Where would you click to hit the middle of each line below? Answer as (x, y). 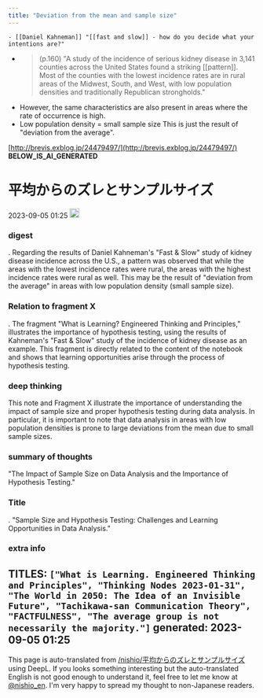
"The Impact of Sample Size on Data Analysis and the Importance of (119, 474)
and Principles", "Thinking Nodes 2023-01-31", (127, 585)
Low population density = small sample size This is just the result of (129, 124)
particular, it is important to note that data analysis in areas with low (117, 419)
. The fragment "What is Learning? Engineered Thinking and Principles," (124, 323)
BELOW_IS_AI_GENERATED (53, 156)
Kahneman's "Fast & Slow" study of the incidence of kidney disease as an (128, 340)
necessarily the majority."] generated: (108, 628)
